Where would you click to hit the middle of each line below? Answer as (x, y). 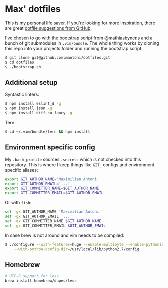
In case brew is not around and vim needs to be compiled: (65, 235)
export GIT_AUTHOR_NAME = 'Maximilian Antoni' (52, 179)
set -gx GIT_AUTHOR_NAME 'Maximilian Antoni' (53, 212)
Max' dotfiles (33, 9)
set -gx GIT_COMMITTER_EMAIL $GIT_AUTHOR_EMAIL (56, 226)
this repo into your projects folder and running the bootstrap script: (74, 48)
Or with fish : (18, 203)
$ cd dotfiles (20, 62)
